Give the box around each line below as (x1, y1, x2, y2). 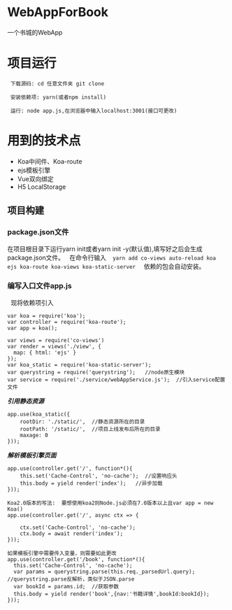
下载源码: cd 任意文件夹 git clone (10, 80, 105, 87)
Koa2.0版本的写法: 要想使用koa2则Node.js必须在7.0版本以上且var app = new (7, 499, 214, 506)
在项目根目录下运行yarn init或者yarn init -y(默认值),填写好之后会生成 (7, 244, 203, 253)
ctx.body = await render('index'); (20, 530, 124, 537)
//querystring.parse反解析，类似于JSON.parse (7, 575, 135, 583)
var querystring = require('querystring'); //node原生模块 (7, 369, 185, 376)
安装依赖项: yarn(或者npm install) (10, 94, 107, 101)
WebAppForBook (7, 4, 108, 20)
